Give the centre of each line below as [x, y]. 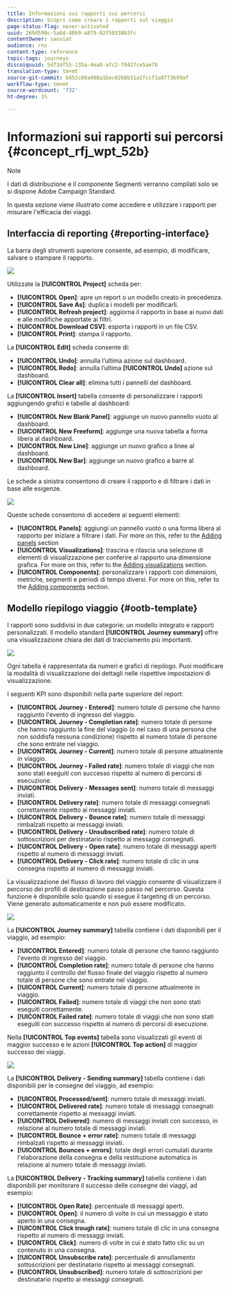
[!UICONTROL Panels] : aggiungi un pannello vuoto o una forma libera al [119, 528]
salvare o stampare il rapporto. [50, 257]
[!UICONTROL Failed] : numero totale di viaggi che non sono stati [109, 1002]
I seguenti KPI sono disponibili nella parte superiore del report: [95, 694]
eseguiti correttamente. [50, 1009]
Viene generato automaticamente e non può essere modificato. [96, 903]
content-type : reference [43, 52]
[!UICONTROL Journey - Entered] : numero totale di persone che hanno [118, 707]
